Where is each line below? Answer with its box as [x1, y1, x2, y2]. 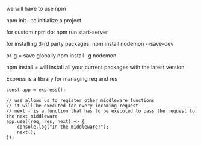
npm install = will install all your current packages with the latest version [6, 63, 185, 71]
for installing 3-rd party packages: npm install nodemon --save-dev [6, 40, 174, 47]
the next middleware [6, 113, 58, 119]
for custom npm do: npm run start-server [6, 28, 108, 36]
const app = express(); [6, 87, 66, 93]
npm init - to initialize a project [6, 17, 81, 24]
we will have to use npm [6, 5, 66, 12]
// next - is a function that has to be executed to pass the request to [6, 108, 196, 114]
